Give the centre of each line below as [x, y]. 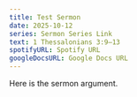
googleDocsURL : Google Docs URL [68, 58]
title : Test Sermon [45, 17]
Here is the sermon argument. [64, 83]
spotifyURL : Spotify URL [55, 50]
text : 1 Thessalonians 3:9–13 [65, 42]
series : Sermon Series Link [61, 34]
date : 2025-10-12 [41, 26]
